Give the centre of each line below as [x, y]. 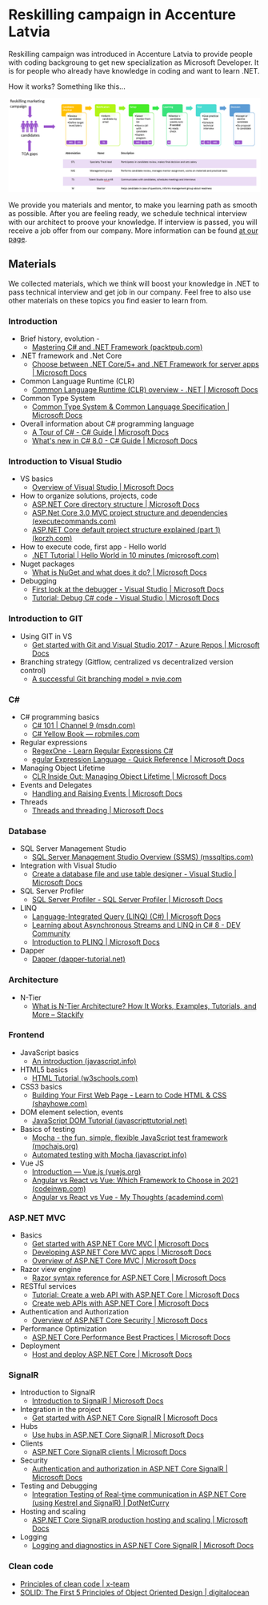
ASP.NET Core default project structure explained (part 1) [126, 530]
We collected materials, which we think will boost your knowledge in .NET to [134, 283]
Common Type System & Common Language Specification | [131, 407]
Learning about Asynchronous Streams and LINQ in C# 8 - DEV [136, 925]
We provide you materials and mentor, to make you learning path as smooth [133, 205]
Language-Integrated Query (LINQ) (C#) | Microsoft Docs [126, 917]
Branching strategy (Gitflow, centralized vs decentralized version [126, 661]
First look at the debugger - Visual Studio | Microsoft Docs [128, 589]
